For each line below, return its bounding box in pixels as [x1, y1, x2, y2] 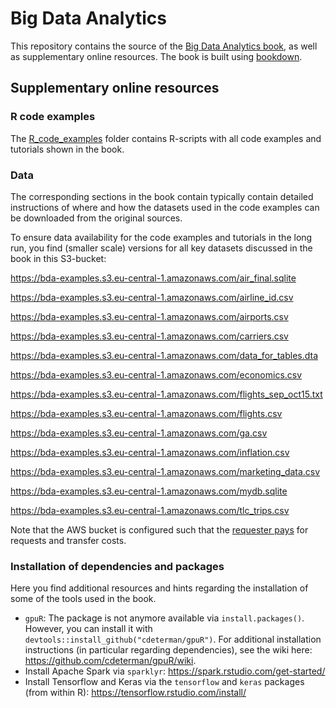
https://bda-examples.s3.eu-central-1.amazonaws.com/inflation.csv [10, 446, 290, 458]
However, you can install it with [24, 623, 153, 635]
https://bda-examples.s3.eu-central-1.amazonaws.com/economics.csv [10, 368, 303, 381]
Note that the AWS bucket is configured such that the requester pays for [10, 523, 309, 536]
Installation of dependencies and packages [10, 559, 225, 573]
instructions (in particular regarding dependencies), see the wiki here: [24, 644, 313, 656]
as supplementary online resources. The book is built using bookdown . [10, 50, 303, 62]
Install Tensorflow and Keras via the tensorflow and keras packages [24, 676, 305, 688]
